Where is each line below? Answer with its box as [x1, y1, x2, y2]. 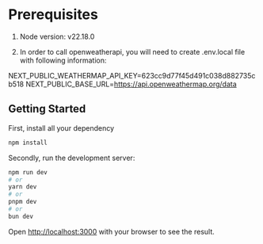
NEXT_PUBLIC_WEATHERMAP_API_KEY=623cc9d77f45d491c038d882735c [8, 71, 256, 80]
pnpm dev [8, 198, 37, 206]
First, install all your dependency [8, 123, 115, 132]
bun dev [8, 212, 34, 220]
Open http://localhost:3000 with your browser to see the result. [8, 227, 215, 236]
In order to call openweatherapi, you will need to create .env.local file [19, 47, 246, 56]
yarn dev [8, 183, 37, 191]
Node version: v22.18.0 [19, 32, 95, 41]
